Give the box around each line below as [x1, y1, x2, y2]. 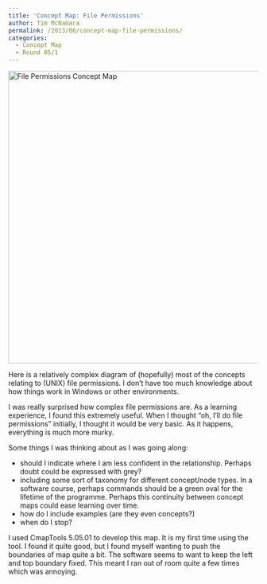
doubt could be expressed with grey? [19, 467, 142, 476]
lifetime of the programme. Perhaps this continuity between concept [19, 493, 244, 501]
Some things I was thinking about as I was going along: [8, 443, 188, 452]
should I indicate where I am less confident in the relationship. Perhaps [19, 458, 252, 468]
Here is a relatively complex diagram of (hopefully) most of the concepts [8, 370, 246, 379]
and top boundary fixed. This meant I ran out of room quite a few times [8, 559, 240, 567]
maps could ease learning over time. [19, 500, 140, 510]
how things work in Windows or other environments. [8, 387, 180, 396]
